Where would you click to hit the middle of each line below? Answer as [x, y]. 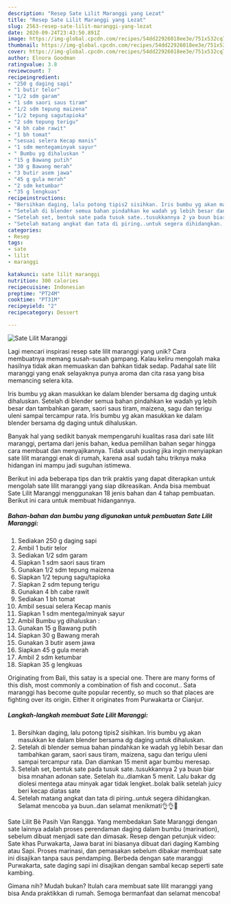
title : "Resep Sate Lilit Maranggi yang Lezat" [77, 20]
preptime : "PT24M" [34, 293]
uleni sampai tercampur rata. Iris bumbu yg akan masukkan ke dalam [105, 415]
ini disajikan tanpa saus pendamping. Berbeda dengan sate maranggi [105, 858]
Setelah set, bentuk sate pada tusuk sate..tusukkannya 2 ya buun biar [116, 769]
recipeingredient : [34, 77]
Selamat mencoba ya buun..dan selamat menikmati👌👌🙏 [98, 805]
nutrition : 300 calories [43, 281]
